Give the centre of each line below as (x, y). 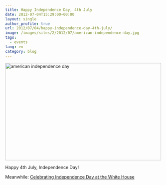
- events (19, 42)
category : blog (21, 51)
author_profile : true (28, 24)
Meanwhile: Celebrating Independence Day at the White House (70, 177)
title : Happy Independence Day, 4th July (49, 10)
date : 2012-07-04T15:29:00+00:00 (40, 14)
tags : (11, 38)
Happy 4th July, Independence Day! (42, 167)
